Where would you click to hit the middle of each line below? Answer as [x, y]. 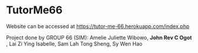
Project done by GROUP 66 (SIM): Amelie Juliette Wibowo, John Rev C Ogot [99, 37]
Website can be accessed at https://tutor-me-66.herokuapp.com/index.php [98, 26]
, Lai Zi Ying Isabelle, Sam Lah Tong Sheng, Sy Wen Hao [74, 44]
